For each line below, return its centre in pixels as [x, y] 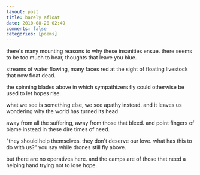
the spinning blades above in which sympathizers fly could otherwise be [95, 87]
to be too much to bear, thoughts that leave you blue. [72, 58]
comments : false [26, 28]
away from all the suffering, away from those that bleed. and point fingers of [100, 123]
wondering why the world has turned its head [62, 111]
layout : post [22, 12]
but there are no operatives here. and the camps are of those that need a [96, 159]
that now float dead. [31, 76]
